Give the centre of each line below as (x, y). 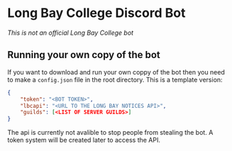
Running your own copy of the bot (84, 55)
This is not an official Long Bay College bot (70, 33)
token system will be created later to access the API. (84, 140)
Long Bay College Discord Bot (96, 13)
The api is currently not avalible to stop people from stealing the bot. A (110, 133)
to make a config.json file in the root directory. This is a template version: (115, 79)
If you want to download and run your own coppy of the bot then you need (116, 72)
